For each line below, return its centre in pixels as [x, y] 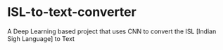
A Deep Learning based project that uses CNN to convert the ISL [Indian [112, 31]
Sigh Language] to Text [41, 38]
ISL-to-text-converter [72, 12]
